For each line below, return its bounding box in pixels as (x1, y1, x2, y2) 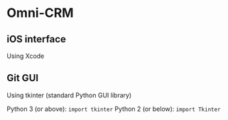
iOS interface (6, 33, 67, 45)
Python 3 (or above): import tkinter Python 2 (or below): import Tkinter (6, 104, 221, 113)
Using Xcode (6, 52, 45, 60)
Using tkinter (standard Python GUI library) (6, 90, 132, 100)
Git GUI (6, 72, 39, 84)
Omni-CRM (6, 5, 74, 21)
